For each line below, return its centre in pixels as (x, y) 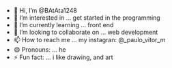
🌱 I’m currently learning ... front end (63, 25)
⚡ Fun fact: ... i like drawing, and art (63, 57)
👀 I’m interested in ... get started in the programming (87, 18)
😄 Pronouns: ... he (40, 50)
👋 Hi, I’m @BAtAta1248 (45, 11)
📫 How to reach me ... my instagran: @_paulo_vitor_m (89, 40)
